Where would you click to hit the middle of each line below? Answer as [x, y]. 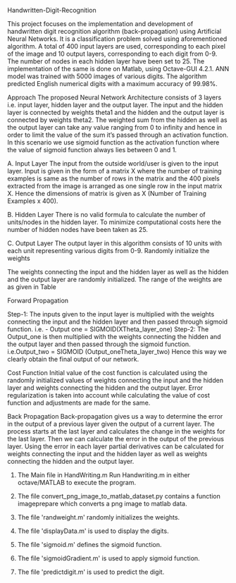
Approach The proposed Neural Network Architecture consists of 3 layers [114, 97]
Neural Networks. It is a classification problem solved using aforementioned [117, 39]
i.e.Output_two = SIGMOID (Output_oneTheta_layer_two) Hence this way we [117, 351]
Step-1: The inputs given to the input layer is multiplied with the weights [111, 314]
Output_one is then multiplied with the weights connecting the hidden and [114, 337]
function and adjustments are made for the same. [79, 403]
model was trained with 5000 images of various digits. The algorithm [107, 76]
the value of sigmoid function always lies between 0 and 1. [92, 150]
